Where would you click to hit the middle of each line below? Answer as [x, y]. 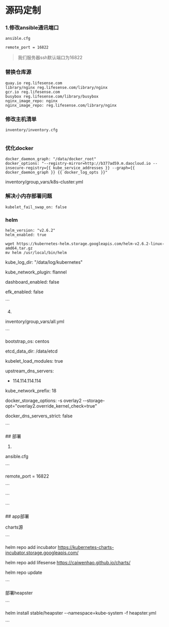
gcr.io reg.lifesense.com [32, 92]
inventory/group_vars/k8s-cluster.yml [44, 182]
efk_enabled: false [25, 292]
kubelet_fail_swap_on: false [36, 207]
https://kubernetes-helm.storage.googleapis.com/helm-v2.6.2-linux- [91, 244]
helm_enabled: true [26, 235]
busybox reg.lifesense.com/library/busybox [52, 96]
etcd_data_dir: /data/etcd [31, 351]
